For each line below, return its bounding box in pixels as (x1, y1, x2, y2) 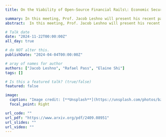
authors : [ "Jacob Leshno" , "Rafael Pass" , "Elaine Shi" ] (5, 66, 125, 70)
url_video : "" (5, 124, 35, 130)
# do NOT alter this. (5, 48, 50, 53)
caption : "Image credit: (9, 97, 61, 103)
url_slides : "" (5, 120, 37, 125)
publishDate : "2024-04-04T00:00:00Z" (5, 52, 83, 57)
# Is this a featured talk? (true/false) (5, 79, 92, 84)
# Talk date (5, 30, 30, 34)
